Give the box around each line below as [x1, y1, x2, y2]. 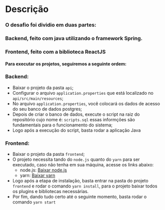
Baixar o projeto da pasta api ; [12, 84, 74, 91]
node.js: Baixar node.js [19, 167, 67, 173]
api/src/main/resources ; [12, 95, 63, 101]
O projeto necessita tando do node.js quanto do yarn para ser [12, 156, 140, 162]
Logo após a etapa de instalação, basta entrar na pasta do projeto [12, 178, 148, 184]
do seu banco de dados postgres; [12, 106, 82, 112]
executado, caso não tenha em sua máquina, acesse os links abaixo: [12, 162, 154, 168]
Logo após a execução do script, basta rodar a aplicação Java [12, 127, 141, 133]
